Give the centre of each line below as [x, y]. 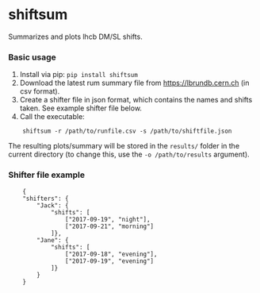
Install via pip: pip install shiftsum [79, 75]
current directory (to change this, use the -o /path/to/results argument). [129, 154]
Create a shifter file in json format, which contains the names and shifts [136, 100]
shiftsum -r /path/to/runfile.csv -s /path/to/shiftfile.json [127, 131]
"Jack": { [53, 205]
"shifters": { [46, 199]
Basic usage [32, 57]
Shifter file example [47, 175]
